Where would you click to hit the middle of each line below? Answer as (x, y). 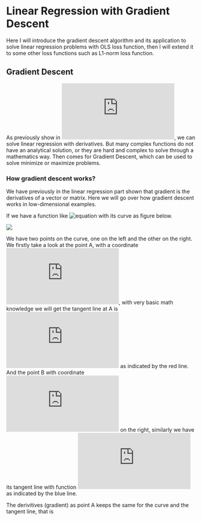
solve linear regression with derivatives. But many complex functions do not (100, 144)
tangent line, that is (30, 511)
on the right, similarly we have (157, 430)
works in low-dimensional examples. (51, 204)
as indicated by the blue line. (42, 493)
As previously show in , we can (101, 137)
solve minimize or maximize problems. (53, 162)
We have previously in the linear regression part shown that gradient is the (98, 192)
